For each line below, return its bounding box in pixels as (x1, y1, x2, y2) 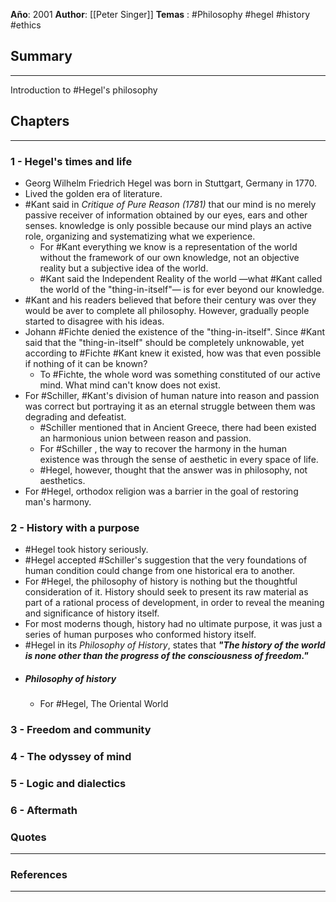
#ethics (10, 19, 42, 31)
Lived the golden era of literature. (24, 187, 163, 199)
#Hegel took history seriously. (24, 544, 149, 556)
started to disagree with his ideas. (24, 315, 165, 327)
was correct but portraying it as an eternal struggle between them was (24, 400, 316, 412)
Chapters (10, 113, 70, 130)
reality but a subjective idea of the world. (39, 262, 209, 274)
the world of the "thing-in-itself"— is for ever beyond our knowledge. (39, 283, 325, 295)
